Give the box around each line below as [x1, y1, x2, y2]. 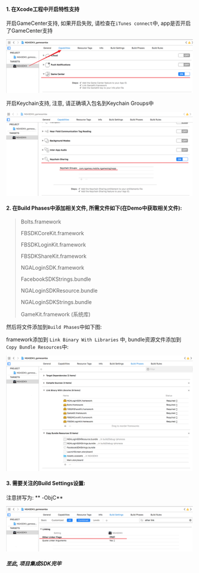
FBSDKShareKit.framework [20, 252, 87, 260]
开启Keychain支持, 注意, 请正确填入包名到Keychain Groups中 [6, 100, 154, 107]
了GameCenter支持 [6, 27, 53, 34]
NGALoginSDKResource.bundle [20, 287, 98, 294]
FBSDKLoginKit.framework [20, 241, 86, 248]
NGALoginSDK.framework [20, 264, 85, 271]
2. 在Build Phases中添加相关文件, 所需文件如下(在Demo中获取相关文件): [6, 204, 182, 212]
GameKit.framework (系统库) [20, 311, 91, 318]
